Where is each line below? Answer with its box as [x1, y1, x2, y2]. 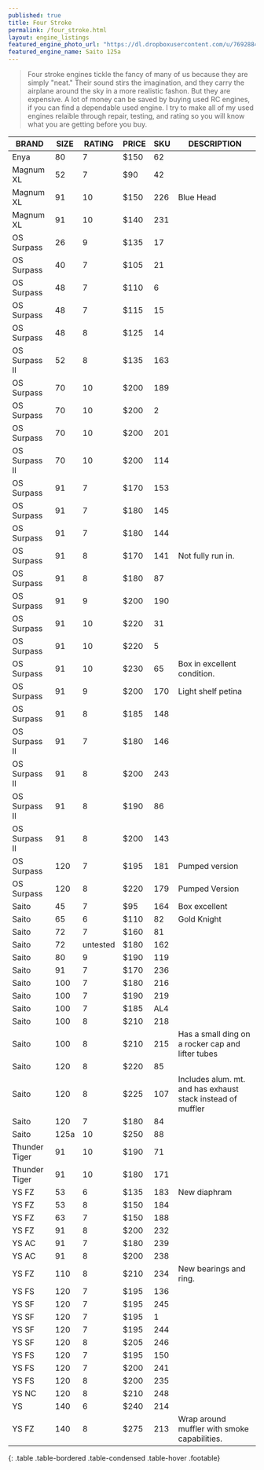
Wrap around [178, 1413, 226, 1424]
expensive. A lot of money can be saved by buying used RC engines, [27, 95, 250, 104]
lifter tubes [178, 1048, 218, 1059]
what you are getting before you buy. [27, 119, 148, 129]
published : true [8, 11, 61, 20]
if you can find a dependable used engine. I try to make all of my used [27, 103, 254, 112]
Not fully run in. [178, 551, 235, 561]
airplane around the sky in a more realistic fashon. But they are [27, 86, 231, 95]
